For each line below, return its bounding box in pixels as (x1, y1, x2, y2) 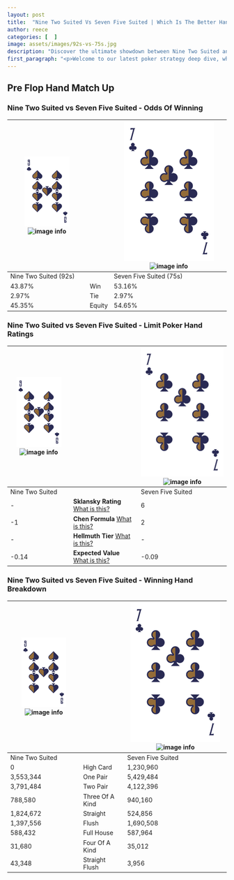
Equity (89, 301, 108, 310)
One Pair (83, 772, 108, 782)
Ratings (7, 329, 34, 339)
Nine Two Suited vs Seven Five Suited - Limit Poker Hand (7, 321, 203, 330)
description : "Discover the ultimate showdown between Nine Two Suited (7, 48, 219, 55)
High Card (83, 763, 113, 771)
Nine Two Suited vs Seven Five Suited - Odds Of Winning (7, 103, 203, 113)
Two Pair (83, 782, 109, 791)
